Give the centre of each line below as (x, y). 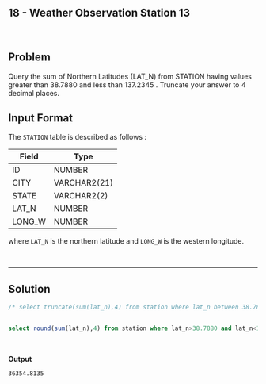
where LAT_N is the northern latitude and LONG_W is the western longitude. (126, 241)
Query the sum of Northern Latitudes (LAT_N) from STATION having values (130, 76)
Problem (30, 58)
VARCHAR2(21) (83, 183)
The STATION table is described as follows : (78, 137)
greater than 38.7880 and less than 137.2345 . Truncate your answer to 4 (127, 84)
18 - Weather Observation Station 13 (99, 13)
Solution (29, 289)
